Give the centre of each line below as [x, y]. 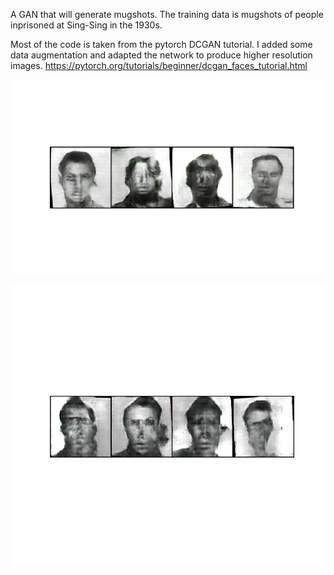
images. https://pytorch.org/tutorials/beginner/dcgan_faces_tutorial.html [159, 65]
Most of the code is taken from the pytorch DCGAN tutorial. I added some [161, 44]
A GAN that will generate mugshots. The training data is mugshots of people [167, 14]
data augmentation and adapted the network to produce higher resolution [161, 55]
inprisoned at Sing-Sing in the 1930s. [86, 25]
